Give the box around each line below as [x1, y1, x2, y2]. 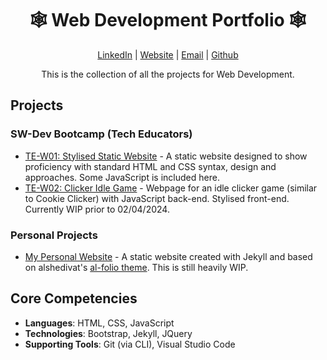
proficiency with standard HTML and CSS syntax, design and [24, 160, 277, 172]
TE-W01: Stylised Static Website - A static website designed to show [24, 150, 308, 162]
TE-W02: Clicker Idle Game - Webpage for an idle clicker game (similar [24, 182, 318, 194]
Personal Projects [10, 228, 98, 242]
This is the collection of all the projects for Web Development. [41, 68, 295, 80]
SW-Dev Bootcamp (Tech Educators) [10, 127, 193, 141]
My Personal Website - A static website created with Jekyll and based [24, 250, 313, 262]
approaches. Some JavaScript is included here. [24, 171, 220, 183]
